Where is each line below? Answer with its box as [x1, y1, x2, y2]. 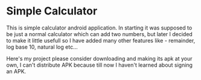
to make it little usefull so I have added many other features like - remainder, [6, 37, 196, 44]
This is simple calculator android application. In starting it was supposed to [6, 24, 193, 31]
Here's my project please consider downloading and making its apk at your [6, 55, 193, 62]
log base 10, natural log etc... [6, 43, 78, 51]
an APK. [6, 67, 27, 75]
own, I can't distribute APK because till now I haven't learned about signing [6, 61, 193, 69]
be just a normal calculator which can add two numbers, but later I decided [6, 30, 193, 37]
